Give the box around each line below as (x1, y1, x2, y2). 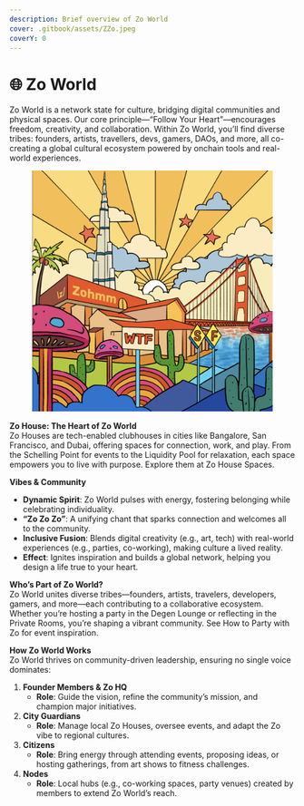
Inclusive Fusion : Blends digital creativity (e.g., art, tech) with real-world (22, 533, 295, 544)
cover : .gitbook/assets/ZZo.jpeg (9, 24, 136, 34)
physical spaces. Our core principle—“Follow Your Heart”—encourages (9, 114, 277, 125)
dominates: (9, 665, 52, 675)
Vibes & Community (9, 477, 86, 488)
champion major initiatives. (35, 701, 137, 712)
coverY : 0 (9, 34, 47, 43)
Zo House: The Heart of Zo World (9, 421, 137, 432)
